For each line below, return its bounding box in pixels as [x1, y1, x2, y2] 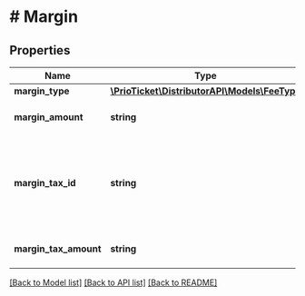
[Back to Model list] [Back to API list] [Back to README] [9, 277, 218, 288]
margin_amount [14, 111, 84, 123]
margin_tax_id [14, 177, 76, 189]
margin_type [14, 84, 70, 97]
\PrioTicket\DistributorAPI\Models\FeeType [110, 84, 301, 97]
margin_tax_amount [14, 242, 102, 255]
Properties [9, 43, 71, 58]
